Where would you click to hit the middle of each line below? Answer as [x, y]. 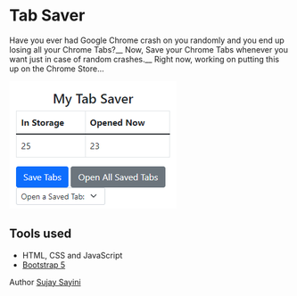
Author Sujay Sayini [45, 282]
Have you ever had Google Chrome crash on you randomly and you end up [147, 40]
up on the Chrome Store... [57, 69]
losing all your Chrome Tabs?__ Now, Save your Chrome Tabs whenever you [148, 49]
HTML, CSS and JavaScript [72, 255]
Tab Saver [47, 16]
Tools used [41, 234]
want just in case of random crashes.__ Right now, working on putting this [144, 59]
